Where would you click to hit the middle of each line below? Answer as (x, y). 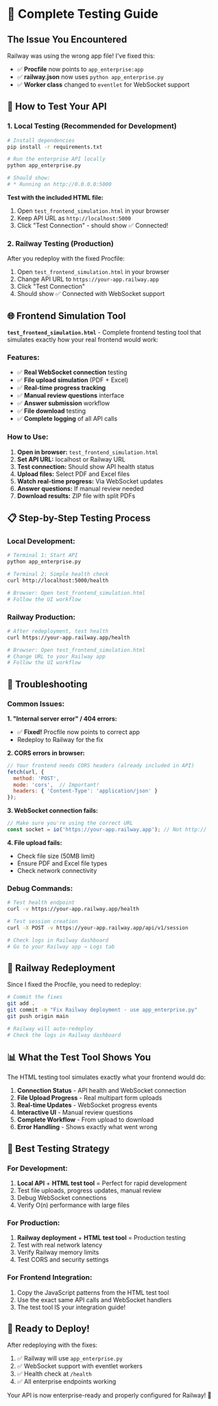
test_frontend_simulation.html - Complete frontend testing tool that (104, 332)
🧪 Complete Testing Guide (83, 14)
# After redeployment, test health (58, 631)
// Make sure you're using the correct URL (70, 824)
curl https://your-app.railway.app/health (69, 637)
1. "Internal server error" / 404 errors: (62, 718)
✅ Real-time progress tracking (61, 388)
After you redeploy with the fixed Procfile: (66, 259)
